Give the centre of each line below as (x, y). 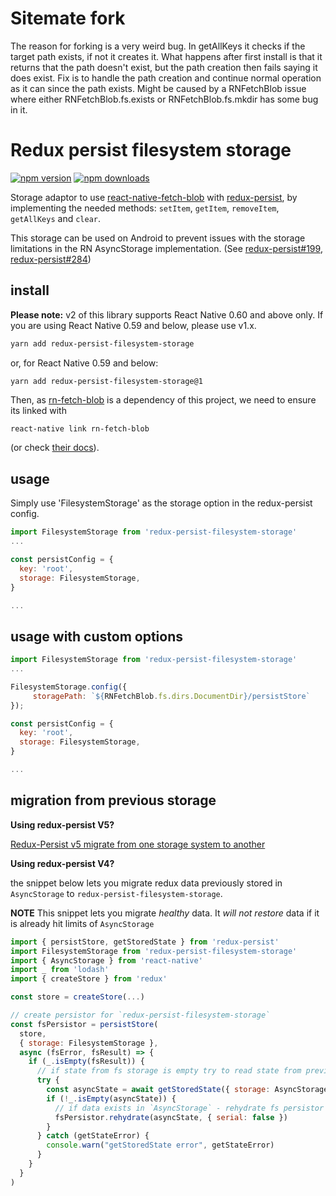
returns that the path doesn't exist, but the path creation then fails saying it (164, 67)
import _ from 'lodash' (60, 970)
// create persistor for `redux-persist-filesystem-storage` (140, 1015)
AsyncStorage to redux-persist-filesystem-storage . (116, 893)
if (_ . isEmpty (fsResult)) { (86, 1062)
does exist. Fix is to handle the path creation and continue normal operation (166, 78)
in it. (19, 109)
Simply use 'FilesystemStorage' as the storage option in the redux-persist (161, 503)
